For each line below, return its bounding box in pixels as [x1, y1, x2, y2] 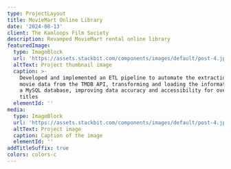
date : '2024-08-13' [7, 23, 63, 30]
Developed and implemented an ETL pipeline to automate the [19, 74, 195, 81]
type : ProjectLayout [7, 10, 67, 17]
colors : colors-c [7, 151, 57, 159]
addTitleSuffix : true [7, 145, 69, 152]
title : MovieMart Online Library [7, 17, 103, 23]
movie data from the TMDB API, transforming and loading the [19, 81, 198, 88]
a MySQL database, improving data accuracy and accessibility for [19, 87, 214, 94]
